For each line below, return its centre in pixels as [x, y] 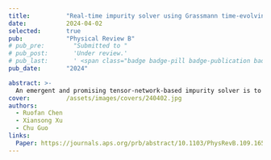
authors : [23, 106]
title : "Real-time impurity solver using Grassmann [113, 16]
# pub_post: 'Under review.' [68, 53]
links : [19, 136]
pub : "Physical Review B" [72, 38]
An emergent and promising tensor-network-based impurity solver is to [139, 91]
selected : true [45, 31]
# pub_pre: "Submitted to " [68, 46]
